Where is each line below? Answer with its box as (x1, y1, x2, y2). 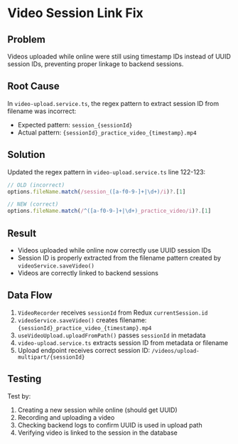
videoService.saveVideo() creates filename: (17, 315, 147, 324)
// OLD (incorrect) (7, 181, 65, 189)
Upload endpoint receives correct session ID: (17, 346, 151, 354)
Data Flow (7, 290, 53, 302)
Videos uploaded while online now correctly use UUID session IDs (17, 245, 212, 254)
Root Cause (7, 80, 60, 92)
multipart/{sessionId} (17, 354, 85, 361)
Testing (7, 373, 42, 385)
